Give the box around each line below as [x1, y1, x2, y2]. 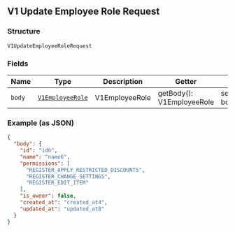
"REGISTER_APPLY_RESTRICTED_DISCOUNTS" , [25, 166, 145, 173]
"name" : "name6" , [20, 153, 71, 160]
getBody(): [157, 88, 194, 98]
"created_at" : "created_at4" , [20, 199, 108, 206]
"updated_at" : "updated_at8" [20, 205, 105, 212]
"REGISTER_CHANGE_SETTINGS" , [25, 173, 111, 180]
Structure [7, 27, 41, 36]
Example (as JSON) [7, 118, 75, 128]
